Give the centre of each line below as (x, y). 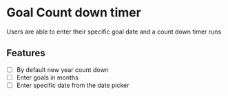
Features (26, 53)
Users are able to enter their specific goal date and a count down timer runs (114, 32)
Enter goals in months (47, 77)
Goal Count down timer (74, 13)
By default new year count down (63, 69)
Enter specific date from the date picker (73, 85)
